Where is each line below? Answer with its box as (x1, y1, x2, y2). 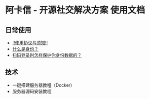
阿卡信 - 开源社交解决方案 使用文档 (5, 4, 145, 16)
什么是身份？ (12, 46, 38, 52)
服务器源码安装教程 (12, 88, 52, 94)
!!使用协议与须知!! (12, 40, 48, 46)
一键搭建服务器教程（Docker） (12, 82, 75, 88)
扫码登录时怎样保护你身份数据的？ (12, 52, 82, 58)
